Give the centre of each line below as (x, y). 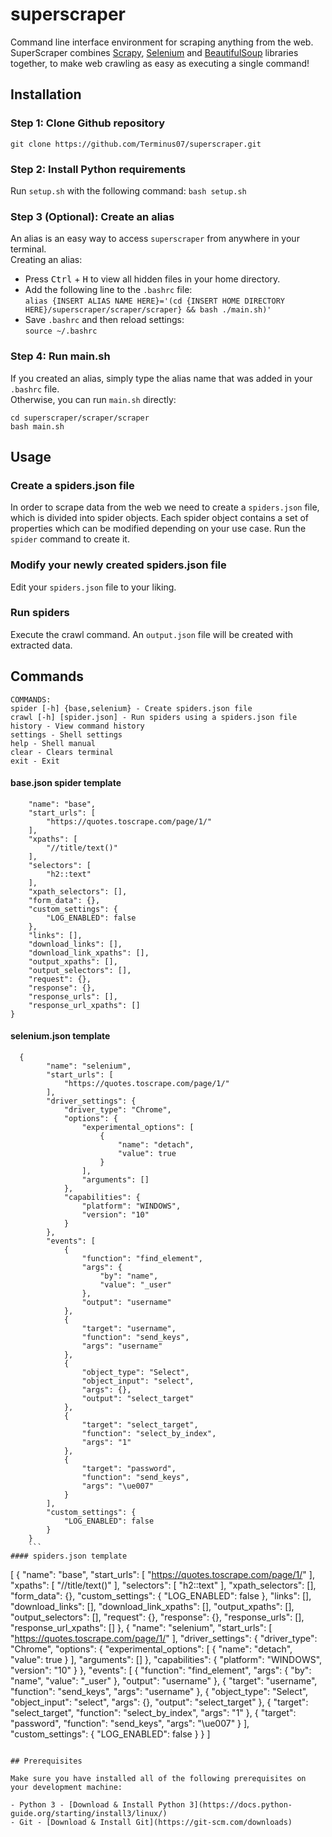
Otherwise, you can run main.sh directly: (93, 399)
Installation (46, 94)
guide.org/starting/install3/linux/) (89, 1814)
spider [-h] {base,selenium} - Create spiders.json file (131, 708)
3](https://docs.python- (241, 1805)
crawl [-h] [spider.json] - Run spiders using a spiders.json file (154, 717)
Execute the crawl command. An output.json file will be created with (152, 634)
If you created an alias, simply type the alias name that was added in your (161, 378)
